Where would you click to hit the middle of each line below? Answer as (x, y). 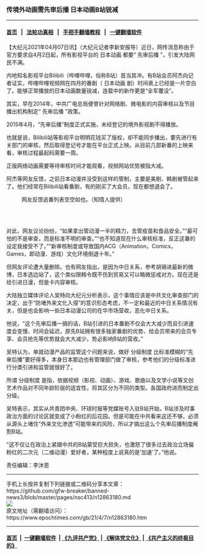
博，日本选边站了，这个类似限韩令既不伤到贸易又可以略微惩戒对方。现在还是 (103, 274)
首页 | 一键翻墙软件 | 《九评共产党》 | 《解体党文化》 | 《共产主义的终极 (98, 538)
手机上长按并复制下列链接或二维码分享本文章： (65, 484)
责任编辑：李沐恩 (28, 465)
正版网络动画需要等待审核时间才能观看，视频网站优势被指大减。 (86, 165)
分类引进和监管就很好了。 (44, 367)
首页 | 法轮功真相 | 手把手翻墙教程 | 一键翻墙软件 (74, 32)
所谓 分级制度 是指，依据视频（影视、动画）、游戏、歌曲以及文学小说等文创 (100, 380)
